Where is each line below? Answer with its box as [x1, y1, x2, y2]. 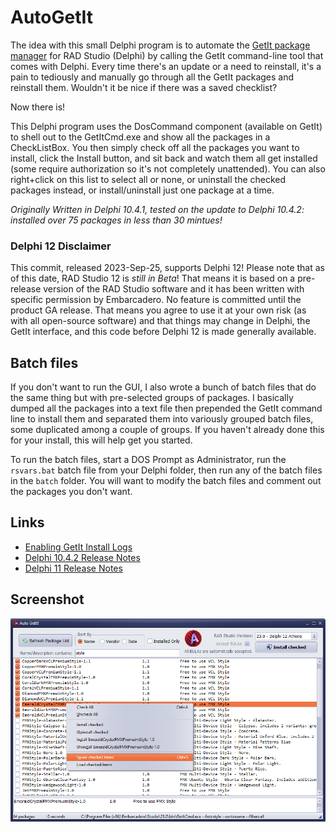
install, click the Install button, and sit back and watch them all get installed [10, 152, 318, 164]
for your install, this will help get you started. [10, 434, 193, 446]
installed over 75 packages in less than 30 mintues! [10, 214, 223, 226]
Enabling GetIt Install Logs [24, 541, 133, 553]
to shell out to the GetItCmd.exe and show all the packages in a [10, 131, 271, 143]
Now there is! [10, 101, 66, 113]
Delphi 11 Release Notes [24, 562, 123, 574]
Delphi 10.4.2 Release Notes [24, 551, 141, 563]
